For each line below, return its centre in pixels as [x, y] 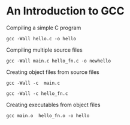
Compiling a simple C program [44, 28]
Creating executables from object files [53, 105]
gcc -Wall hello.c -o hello [41, 38]
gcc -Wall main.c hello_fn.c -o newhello [59, 61]
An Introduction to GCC [65, 11]
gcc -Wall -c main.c [33, 83]
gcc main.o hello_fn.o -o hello [48, 115]
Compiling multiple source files [44, 50]
